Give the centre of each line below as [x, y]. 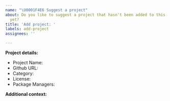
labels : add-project [27, 29]
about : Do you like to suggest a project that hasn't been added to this [86, 15]
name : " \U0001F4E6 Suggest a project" [46, 10]
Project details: [22, 53]
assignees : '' [20, 34]
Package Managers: [34, 84]
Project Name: [28, 62]
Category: [23, 73]
